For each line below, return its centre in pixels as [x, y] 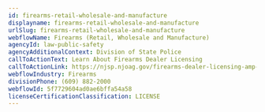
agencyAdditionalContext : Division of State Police [95, 52]
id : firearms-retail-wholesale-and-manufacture [88, 15]
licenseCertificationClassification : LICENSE [84, 96]
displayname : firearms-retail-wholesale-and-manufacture [104, 23]
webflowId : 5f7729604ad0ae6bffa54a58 [70, 89]
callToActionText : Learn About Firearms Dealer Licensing [105, 60]
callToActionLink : [38, 67]
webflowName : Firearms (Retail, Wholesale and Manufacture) [109, 37]
